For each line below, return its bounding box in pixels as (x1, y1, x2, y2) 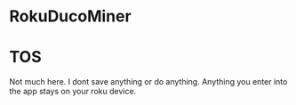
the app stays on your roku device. (9, 86, 137, 97)
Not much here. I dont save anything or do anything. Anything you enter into (9, 77, 288, 87)
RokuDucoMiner (9, 6, 132, 27)
